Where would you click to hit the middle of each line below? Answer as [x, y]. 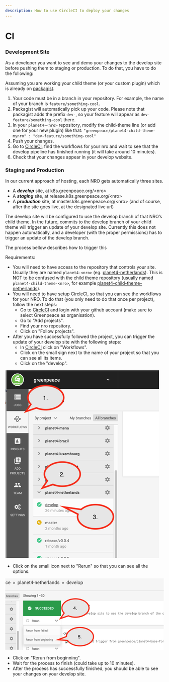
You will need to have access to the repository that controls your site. [84, 267]
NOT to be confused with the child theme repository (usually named [83, 278]
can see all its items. [41, 358]
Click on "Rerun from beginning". [47, 658]
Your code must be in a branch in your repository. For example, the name [88, 99]
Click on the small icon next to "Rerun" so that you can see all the [80, 566]
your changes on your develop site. [49, 673]
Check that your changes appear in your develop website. [72, 157]
